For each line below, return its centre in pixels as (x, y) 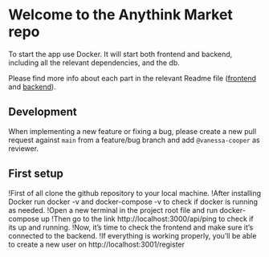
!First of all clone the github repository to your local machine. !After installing (135, 193)
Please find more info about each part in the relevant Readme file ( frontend (132, 78)
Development (43, 112)
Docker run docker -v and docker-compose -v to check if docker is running (133, 202)
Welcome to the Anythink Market (120, 15)
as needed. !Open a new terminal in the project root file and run (113, 210)
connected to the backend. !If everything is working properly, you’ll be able (132, 235)
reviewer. (23, 148)
